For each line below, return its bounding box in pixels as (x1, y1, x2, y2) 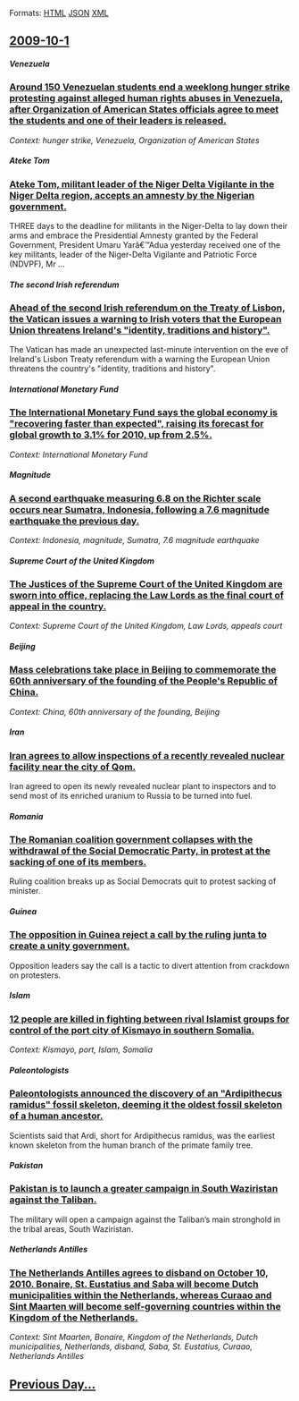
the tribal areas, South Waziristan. (9, 1223, 134, 1234)
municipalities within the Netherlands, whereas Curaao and (9, 1288, 272, 1301)
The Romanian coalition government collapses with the (9, 834, 253, 846)
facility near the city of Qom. (9, 760, 137, 773)
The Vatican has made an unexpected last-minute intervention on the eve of (9, 344, 288, 355)
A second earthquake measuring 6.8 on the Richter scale (9, 492, 262, 505)
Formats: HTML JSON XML (9, 8, 109, 18)
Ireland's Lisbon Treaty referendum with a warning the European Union (9, 353, 270, 365)
